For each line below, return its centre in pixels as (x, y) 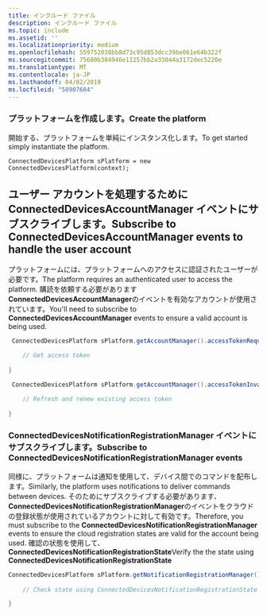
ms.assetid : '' (33, 38)
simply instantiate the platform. (59, 146)
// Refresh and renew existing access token (97, 399)
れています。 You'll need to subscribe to (73, 309)
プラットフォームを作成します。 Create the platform (107, 118)
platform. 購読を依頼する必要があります (73, 289)
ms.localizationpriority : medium (64, 45)
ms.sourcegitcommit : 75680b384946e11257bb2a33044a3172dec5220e (115, 60)
